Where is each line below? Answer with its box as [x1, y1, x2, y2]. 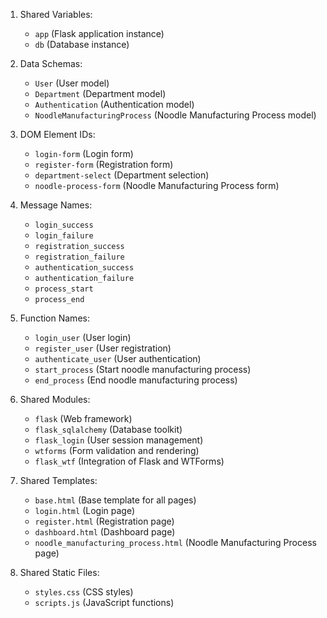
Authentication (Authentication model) [34, 99, 195, 110]
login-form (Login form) [34, 148, 134, 159]
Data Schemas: [19, 58, 83, 69]
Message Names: [19, 199, 93, 211]
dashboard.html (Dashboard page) [34, 526, 176, 538]
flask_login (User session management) [34, 434, 204, 446]
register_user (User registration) [34, 342, 172, 354]
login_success [34, 220, 94, 230]
